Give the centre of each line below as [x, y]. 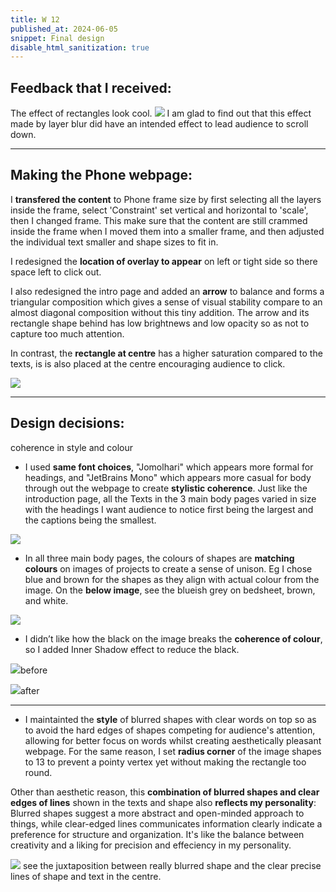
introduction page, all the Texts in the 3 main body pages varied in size [170, 498]
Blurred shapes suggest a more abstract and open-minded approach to [157, 813]
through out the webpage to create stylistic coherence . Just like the [166, 488]
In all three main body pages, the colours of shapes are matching [159, 558]
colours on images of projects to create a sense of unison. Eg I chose [168, 568]
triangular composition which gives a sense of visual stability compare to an [166, 302]
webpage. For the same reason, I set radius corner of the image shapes [173, 751]
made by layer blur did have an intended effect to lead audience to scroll [159, 124]
